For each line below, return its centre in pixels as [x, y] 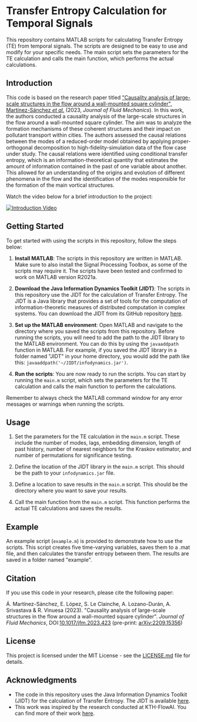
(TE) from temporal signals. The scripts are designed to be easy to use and [97, 46]
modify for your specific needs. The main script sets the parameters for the [97, 52]
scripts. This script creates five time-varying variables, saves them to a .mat [98, 547]
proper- [181, 141]
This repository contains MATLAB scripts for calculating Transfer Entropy [95, 39]
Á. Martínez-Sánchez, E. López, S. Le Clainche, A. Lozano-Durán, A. [89, 604]
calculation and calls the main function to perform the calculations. [95, 386]
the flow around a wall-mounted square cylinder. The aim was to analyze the [99, 122]
